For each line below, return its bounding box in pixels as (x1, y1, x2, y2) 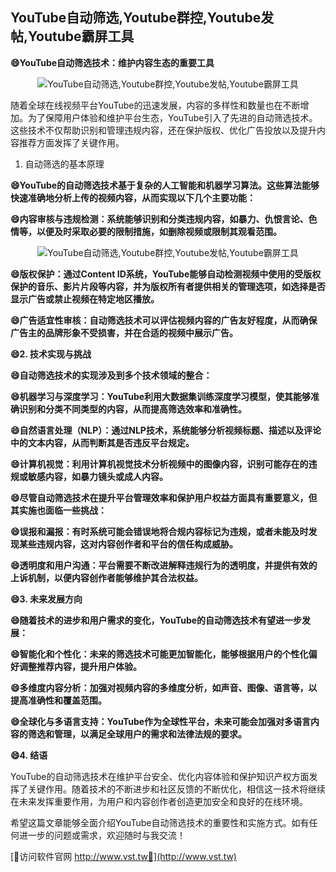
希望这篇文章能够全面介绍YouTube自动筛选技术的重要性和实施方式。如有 (10, 816, 310, 828)
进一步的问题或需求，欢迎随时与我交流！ (18, 829, 186, 841)
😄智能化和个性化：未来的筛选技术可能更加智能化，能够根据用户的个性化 (10, 648, 309, 660)
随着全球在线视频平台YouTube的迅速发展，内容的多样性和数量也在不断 (10, 99, 301, 111)
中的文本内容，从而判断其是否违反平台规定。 (10, 436, 195, 448)
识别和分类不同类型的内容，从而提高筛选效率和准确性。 (18, 403, 247, 415)
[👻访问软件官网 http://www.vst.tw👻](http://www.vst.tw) (10, 850, 237, 862)
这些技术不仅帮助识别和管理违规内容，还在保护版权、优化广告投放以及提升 (10, 124, 317, 136)
